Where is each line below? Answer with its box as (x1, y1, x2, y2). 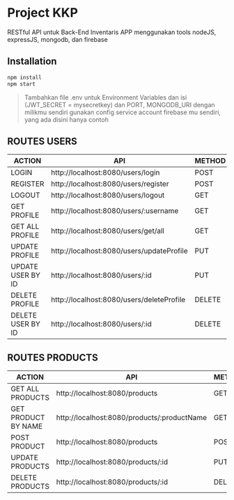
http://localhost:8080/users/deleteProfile (51, 295, 186, 304)
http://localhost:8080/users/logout (51, 190, 165, 200)
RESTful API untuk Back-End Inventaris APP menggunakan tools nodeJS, (7, 28, 217, 36)
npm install (7, 74, 42, 81)
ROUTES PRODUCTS (7, 352, 99, 364)
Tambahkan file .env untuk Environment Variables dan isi (24, 93, 187, 102)
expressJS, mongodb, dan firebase (7, 35, 108, 43)
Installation (7, 56, 57, 68)
